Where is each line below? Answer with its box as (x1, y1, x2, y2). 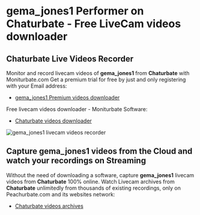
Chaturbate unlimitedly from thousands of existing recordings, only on (6, 184, 181, 192)
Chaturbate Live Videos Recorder (6, 53, 134, 64)
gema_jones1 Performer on (6, 4, 144, 18)
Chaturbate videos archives (14, 202, 84, 210)
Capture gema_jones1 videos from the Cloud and (6, 146, 193, 157)
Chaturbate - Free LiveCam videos (6, 17, 181, 31)
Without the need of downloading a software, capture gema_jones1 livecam (6, 171, 195, 178)
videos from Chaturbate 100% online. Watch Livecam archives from (6, 178, 175, 185)
